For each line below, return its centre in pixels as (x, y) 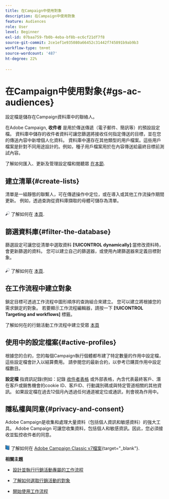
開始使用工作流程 (30, 491)
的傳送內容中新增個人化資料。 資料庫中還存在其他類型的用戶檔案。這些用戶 (83, 140)
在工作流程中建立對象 (38, 288)
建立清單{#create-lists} (42, 181)
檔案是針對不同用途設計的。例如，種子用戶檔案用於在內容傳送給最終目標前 (82, 147)
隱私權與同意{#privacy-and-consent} (65, 409)
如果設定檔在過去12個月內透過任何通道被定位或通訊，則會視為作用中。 (88, 391)
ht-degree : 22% (21, 59)
